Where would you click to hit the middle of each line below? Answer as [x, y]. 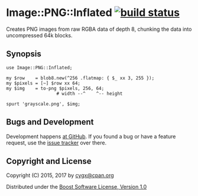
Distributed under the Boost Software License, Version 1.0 [77, 187]
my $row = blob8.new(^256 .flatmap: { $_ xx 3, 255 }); [80, 78]
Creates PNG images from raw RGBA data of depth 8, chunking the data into [99, 29]
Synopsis [24, 54]
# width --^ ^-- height [90, 94]
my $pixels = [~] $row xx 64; [43, 83]
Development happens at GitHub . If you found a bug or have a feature [91, 136]
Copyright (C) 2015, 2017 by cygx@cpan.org [60, 175]
